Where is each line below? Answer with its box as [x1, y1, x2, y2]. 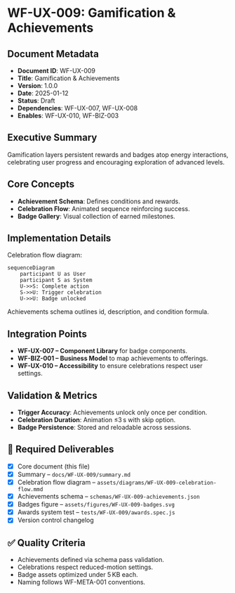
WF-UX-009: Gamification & [7, 5, 176, 21]
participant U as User [20, 271, 86, 278]
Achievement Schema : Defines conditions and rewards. [17, 197, 180, 205]
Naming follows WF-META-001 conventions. [17, 578, 146, 587]
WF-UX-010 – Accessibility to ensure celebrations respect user [17, 362, 203, 370]
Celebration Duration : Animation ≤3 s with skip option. [17, 416, 176, 424]
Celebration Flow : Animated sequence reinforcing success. [17, 204, 191, 212]
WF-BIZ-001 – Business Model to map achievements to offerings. [17, 354, 208, 363]
